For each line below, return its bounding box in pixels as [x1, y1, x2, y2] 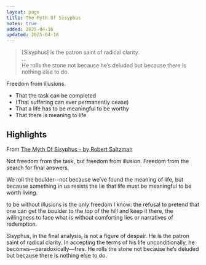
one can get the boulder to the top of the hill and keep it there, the [6, 207, 173, 215]
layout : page [6, 9, 40, 15]
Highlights [6, 129, 47, 140]
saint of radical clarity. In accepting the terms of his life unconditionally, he [6, 239, 195, 246]
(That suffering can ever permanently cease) [15, 99, 129, 106]
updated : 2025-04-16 [6, 32, 60, 38]
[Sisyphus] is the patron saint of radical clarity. [21, 48, 140, 56]
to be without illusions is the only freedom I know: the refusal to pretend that [6, 201, 200, 208]
